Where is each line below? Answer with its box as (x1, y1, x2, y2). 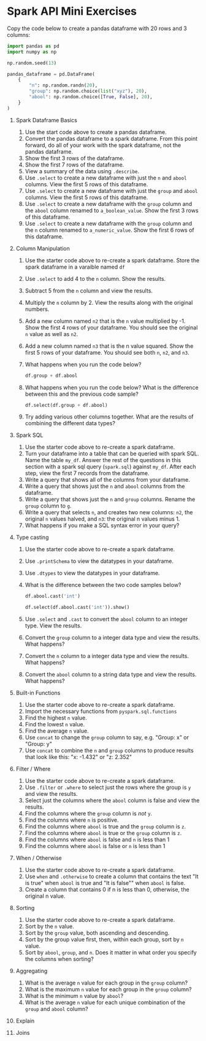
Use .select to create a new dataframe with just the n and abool (25, 174, 187, 181)
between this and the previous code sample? (25, 390, 139, 398)
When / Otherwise (15, 854, 62, 862)
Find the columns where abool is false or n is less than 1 (25, 843, 166, 850)
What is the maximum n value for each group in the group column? (25, 986, 192, 993)
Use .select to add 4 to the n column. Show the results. (25, 275, 166, 282)
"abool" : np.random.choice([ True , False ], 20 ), (29, 94, 153, 100)
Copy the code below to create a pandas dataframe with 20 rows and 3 (7, 25, 188, 32)
